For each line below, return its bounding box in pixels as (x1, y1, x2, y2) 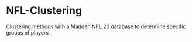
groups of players (6, 29, 49, 36)
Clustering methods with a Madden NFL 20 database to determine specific (6, 23, 186, 30)
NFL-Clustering (6, 4, 83, 17)
